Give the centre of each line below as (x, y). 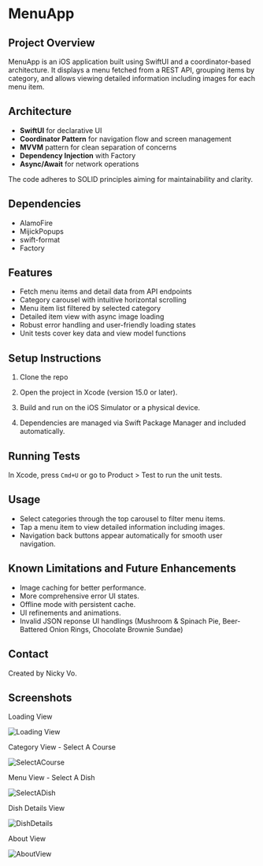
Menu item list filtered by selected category (90, 309)
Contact (28, 654)
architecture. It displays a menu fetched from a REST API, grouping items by (131, 70)
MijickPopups (42, 231)
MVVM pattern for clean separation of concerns (98, 147)
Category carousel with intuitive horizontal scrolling (103, 300)
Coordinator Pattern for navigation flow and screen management (126, 139)
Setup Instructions (55, 358)
